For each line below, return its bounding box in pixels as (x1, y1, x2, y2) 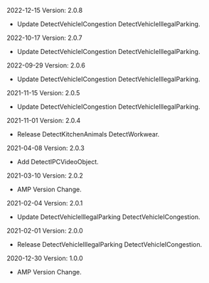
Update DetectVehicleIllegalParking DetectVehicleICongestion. (16, 213, 200, 221)
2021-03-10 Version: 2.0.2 (6, 171, 83, 180)
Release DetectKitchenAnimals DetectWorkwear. (16, 130, 160, 138)
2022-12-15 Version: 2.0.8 (6, 6, 83, 14)
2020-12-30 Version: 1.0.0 (6, 254, 83, 262)
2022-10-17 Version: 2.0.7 (6, 33, 82, 42)
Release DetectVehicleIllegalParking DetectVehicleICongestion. (16, 240, 203, 248)
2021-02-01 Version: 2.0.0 (6, 227, 83, 235)
